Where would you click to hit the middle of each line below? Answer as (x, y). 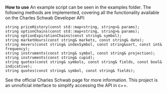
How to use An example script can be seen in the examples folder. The (78, 7)
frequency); (17, 49)
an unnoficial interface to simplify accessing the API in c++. (66, 85)
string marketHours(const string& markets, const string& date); (74, 40)
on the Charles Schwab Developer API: (45, 18)
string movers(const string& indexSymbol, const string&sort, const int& (84, 44)
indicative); (19, 66)
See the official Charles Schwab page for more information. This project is (81, 80)
